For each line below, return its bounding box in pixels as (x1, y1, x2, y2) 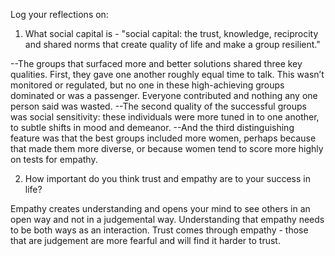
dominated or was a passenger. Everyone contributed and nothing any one (10, 90, 318, 101)
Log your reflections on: (10, 9, 109, 20)
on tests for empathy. (10, 154, 98, 165)
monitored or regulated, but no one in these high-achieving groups (10, 79, 285, 91)
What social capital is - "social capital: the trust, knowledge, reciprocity (24, 28, 319, 39)
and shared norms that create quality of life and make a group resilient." (24, 39, 321, 50)
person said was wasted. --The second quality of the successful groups (10, 100, 307, 112)
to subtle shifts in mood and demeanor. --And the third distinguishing (10, 122, 295, 133)
